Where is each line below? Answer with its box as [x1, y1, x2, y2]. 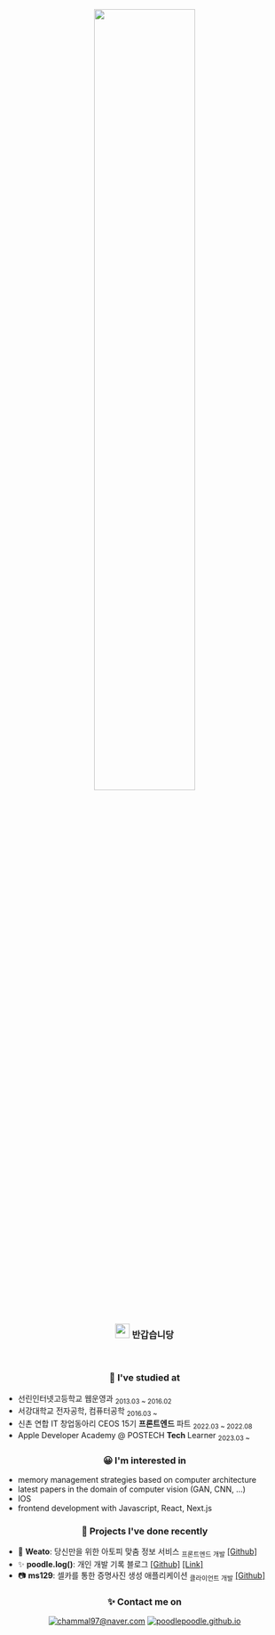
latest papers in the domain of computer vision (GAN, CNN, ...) [17, 1484, 247, 1494]
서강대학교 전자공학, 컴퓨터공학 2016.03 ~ [17, 1405, 158, 1419]
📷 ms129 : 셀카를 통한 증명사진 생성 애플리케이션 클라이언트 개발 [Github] [17, 1570, 266, 1582]
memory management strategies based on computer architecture [17, 1475, 257, 1485]
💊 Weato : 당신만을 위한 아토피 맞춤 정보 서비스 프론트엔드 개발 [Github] [17, 1546, 257, 1559]
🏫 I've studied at [109, 1372, 180, 1384]
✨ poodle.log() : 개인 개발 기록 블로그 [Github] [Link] [17, 1559, 204, 1570]
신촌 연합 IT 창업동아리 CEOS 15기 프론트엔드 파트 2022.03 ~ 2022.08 [17, 1419, 253, 1431]
